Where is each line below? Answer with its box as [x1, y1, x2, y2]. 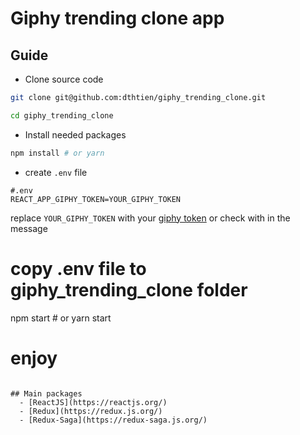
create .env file [24, 166, 88, 178]
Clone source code [24, 73, 104, 85]
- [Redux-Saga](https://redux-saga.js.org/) [19, 415, 208, 425]
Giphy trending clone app [10, 7, 225, 30]
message [10, 222, 48, 234]
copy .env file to [10, 257, 147, 280]
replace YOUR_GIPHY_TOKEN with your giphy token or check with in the [10, 212, 291, 224]
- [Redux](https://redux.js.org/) [19, 406, 163, 416]
